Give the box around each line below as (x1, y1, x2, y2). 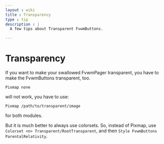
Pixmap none (5, 85, 30, 90)
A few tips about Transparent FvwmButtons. (10, 26, 103, 32)
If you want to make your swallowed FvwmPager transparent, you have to (5, 70, 159, 76)
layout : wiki (5, 7, 36, 13)
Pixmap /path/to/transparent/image (5, 104, 81, 109)
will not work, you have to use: (5, 94, 69, 100)
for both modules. (5, 112, 43, 119)
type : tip (5, 17, 28, 22)
